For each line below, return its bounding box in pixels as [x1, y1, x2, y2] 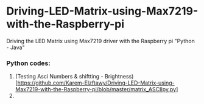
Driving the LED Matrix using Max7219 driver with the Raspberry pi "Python [6, 37, 195, 44]
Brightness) [104, 73, 134, 80]
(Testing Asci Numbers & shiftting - [15, 73, 104, 80]
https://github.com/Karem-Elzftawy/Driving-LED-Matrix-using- [17, 79, 175, 86]
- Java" [6, 44, 26, 51]
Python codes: [6, 59, 51, 68]
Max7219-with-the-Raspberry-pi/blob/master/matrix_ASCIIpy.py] [15, 86, 178, 93]
